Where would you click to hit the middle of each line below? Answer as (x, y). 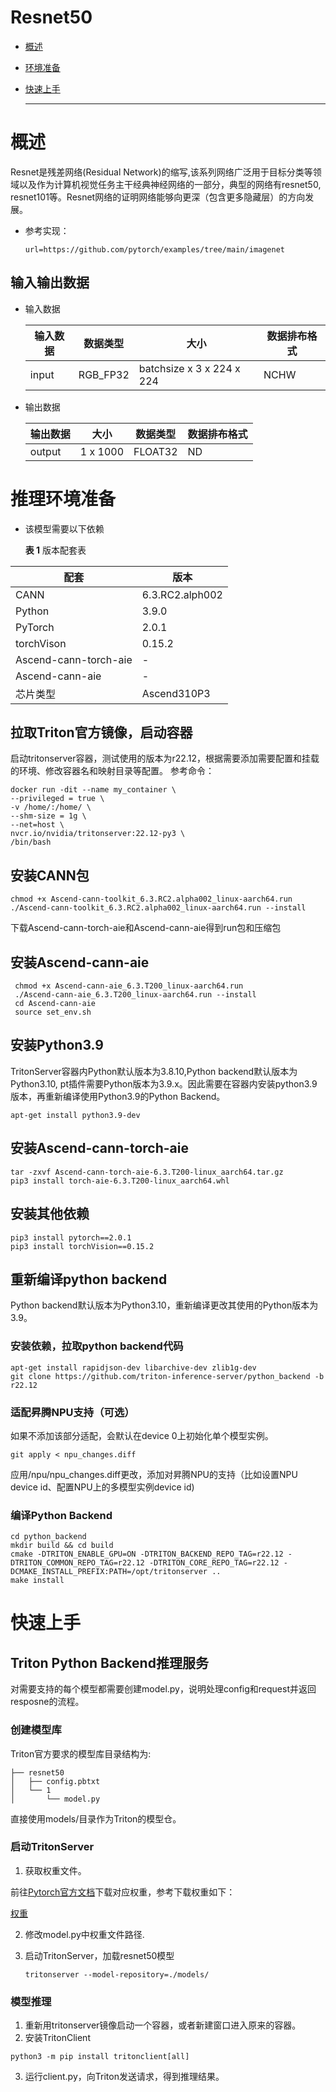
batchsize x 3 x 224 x (189, 368)
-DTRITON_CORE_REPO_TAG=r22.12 (214, 1563)
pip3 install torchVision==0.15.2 (82, 1246)
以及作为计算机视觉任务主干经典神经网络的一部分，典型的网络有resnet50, (170, 184)
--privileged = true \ (57, 799)
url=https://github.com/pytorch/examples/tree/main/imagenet (155, 249)
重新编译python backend (89, 1279)
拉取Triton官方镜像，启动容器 (101, 732)
